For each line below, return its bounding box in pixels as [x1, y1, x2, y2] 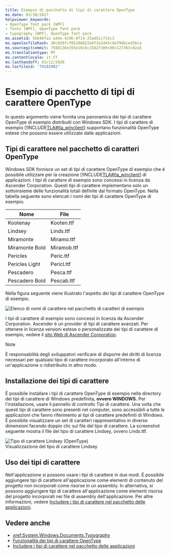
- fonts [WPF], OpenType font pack [5, 26, 81, 32]
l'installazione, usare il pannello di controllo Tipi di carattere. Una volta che [5, 401, 161, 407]
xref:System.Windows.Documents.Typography [12, 532, 111, 538]
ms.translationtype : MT [5, 50, 56, 55]
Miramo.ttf [50, 236, 76, 243]
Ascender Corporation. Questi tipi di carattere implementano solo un [5, 182, 148, 188]
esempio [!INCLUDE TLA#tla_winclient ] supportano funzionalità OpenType [5, 125, 159, 131]
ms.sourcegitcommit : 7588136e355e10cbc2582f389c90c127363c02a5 [5, 45, 142, 50]
